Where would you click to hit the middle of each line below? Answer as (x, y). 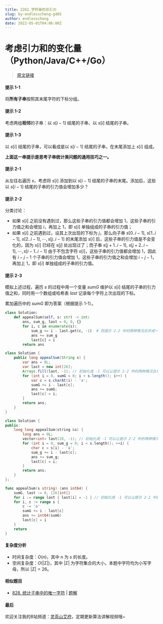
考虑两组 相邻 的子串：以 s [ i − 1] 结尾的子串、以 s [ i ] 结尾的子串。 (68, 123)
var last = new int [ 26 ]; (48, 367)
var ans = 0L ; (37, 362)
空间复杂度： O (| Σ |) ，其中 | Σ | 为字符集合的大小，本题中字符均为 (75, 563)
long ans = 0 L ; (38, 434)
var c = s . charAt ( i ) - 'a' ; (59, 380)
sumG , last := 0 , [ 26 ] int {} (42, 493)
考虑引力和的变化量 (43, 49)
